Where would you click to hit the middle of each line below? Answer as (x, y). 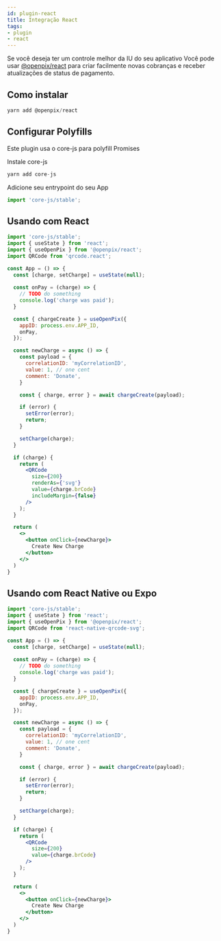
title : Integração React (42, 20)
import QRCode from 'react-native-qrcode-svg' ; (76, 628)
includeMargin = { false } (64, 496)
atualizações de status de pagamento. (61, 73)
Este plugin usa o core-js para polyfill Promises (74, 148)
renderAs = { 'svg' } (56, 483)
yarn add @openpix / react (42, 110)
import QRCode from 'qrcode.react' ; (59, 256)
